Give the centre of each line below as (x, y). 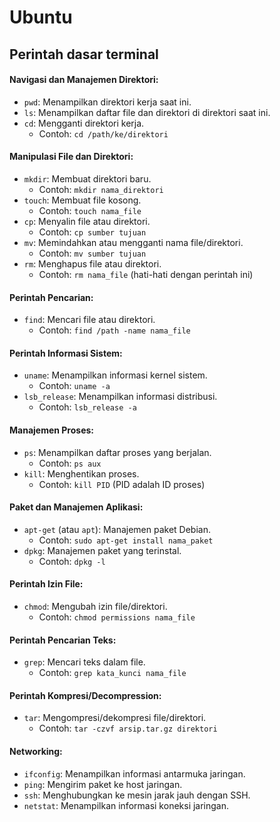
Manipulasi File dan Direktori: (71, 157)
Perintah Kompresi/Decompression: (85, 695)
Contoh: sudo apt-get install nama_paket (126, 540)
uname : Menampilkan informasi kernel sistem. (115, 375)
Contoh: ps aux (70, 463)
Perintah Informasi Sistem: (66, 353)
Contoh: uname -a (74, 386)
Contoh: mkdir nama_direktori (101, 189)
